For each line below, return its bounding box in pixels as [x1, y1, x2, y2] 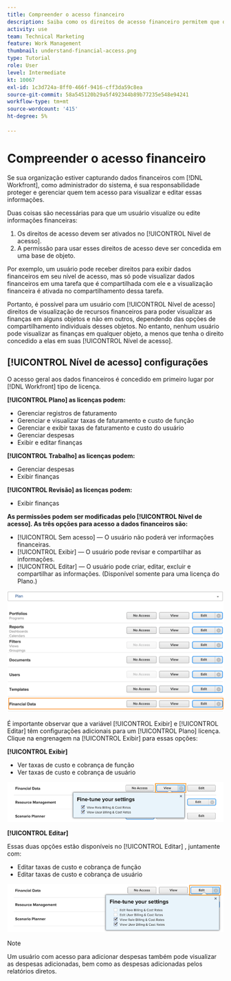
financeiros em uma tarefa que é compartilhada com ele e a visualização [7, 279, 213, 287]
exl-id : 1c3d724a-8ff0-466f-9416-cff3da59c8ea [7, 83, 143, 91]
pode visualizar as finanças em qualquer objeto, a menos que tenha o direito [7, 329, 224, 338]
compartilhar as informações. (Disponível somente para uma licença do [16, 569, 220, 578]
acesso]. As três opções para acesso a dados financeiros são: [7, 519, 188, 528]
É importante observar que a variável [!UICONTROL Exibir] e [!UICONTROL [7, 720, 219, 728]
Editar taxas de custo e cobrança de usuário [16, 870, 143, 878]
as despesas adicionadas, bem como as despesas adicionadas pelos [7, 960, 203, 968]
